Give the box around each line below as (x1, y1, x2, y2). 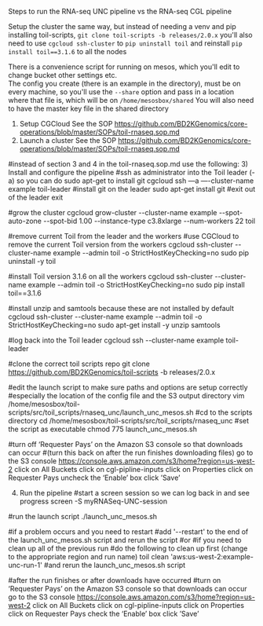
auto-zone (8, 216, 42, 225)
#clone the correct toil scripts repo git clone (8, 359, 151, 368)
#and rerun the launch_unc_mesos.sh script (44, 561, 186, 569)
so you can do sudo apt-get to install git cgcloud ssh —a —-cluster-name (16, 176, 254, 185)
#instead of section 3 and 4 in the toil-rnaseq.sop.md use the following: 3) (8, 159, 249, 168)
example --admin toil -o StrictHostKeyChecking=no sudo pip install (27, 280, 245, 289)
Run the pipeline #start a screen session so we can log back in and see (19, 489, 250, 497)
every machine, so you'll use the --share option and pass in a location (8, 87, 235, 97)
